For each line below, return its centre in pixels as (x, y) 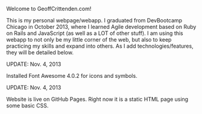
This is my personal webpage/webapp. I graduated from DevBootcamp (94, 20)
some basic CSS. (27, 106)
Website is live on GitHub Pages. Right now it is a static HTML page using (97, 99)
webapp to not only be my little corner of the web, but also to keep (89, 40)
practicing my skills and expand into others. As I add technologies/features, (100, 46)
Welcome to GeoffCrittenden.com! (49, 9)
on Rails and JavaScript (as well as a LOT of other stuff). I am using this (95, 33)
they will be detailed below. (40, 52)
